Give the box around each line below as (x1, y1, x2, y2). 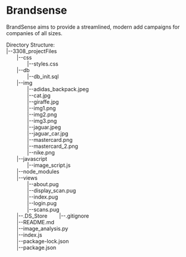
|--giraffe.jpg (27, 98, 59, 105)
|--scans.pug (27, 206, 60, 213)
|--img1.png (27, 104, 56, 112)
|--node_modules (17, 168, 60, 175)
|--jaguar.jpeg (27, 123, 61, 131)
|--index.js (17, 231, 43, 239)
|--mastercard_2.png (27, 143, 79, 150)
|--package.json (17, 244, 57, 251)
